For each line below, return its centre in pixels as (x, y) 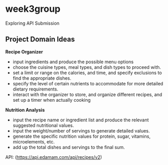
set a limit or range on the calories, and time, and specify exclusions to (87, 72)
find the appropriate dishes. (42, 78)
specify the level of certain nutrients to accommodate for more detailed (88, 83)
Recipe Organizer (24, 51)
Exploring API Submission (33, 23)
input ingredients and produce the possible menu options (73, 62)
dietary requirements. (35, 89)
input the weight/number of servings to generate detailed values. (81, 131)
